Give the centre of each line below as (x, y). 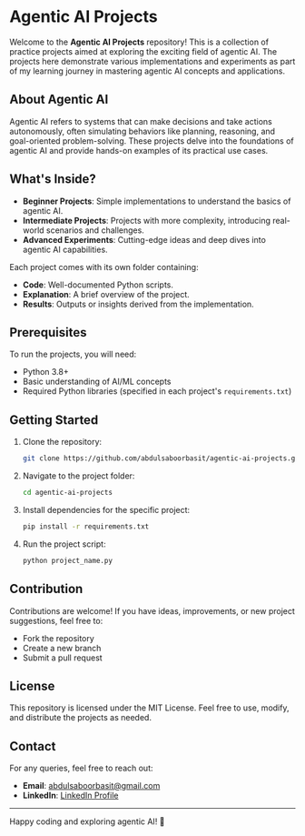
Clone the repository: (62, 442)
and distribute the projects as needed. (81, 718)
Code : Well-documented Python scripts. (98, 285)
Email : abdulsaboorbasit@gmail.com (91, 786)
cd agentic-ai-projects (68, 493)
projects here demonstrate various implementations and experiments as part (152, 61)
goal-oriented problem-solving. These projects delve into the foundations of (152, 141)
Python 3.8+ (46, 372)
